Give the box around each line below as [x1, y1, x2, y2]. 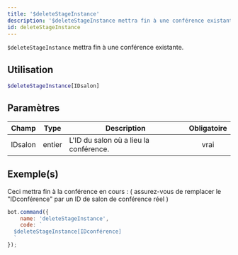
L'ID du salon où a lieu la [69, 135, 150, 145]
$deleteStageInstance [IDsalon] [7, 82, 100, 89]
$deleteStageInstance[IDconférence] [13, 228, 122, 235]
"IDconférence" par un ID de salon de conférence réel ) [7, 195, 169, 203]
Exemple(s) [7, 168, 59, 180]
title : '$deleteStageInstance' [7, 10, 100, 18]
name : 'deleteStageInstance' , [20, 215, 110, 222]
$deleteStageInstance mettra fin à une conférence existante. [7, 43, 184, 52]
